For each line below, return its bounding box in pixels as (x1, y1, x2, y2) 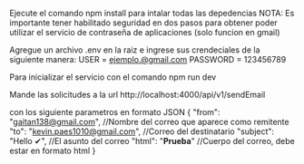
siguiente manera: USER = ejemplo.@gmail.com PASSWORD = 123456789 (9, 54, 287, 64)
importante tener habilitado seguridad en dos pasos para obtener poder (9, 17, 279, 28)
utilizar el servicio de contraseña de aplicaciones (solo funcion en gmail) (9, 27, 280, 37)
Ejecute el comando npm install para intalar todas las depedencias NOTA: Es (9, 8, 295, 18)
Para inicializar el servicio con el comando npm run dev (9, 72, 217, 82)
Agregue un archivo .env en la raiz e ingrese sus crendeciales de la (9, 44, 260, 55)
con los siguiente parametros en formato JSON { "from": (9, 107, 221, 117)
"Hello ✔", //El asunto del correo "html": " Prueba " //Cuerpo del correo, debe (9, 136, 295, 146)
